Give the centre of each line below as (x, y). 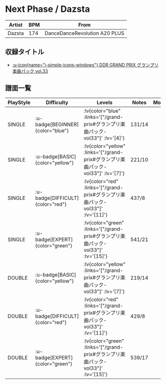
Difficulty (57, 102)
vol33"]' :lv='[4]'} (104, 138)
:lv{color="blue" (102, 111)
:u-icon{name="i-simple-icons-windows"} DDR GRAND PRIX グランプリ (85, 65)
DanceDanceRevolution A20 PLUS (84, 33)
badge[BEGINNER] (57, 124)
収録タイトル (25, 52)
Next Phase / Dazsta (48, 9)
